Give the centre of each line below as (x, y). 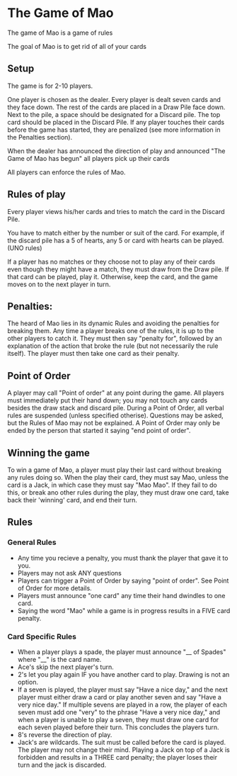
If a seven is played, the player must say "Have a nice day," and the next (123, 690)
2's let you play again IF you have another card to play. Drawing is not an (123, 674)
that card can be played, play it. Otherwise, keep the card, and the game (112, 276)
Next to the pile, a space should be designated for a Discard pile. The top (114, 114)
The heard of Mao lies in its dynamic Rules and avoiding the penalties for (113, 323)
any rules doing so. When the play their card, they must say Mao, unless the (118, 477)
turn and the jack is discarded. (62, 765)
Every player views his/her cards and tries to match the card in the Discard (116, 211)
